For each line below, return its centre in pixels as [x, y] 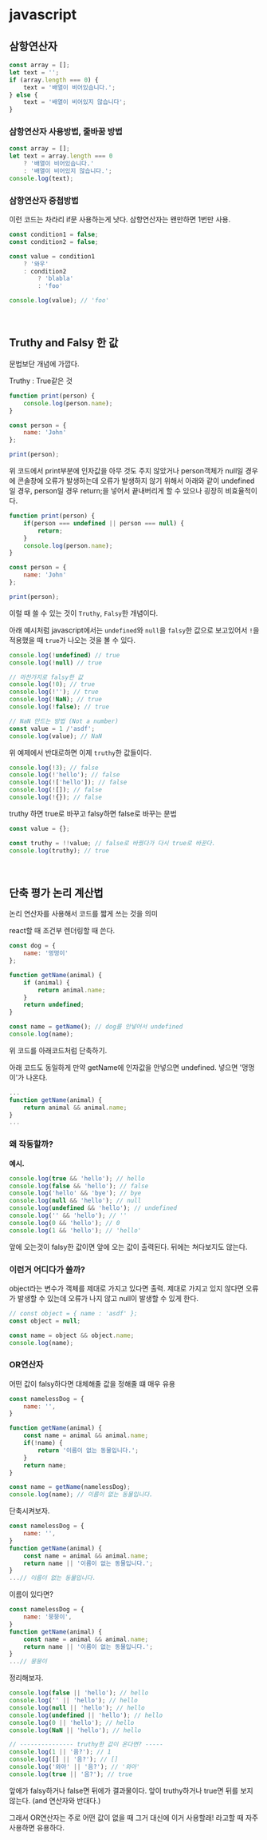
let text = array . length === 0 [61, 156]
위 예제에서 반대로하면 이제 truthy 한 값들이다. [80, 752]
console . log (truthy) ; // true [59, 850]
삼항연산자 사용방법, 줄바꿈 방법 [66, 132]
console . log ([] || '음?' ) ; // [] [64, 1760]
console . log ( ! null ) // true [56, 663]
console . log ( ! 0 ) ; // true [52, 685]
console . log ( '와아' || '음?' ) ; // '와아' [75, 1767]
